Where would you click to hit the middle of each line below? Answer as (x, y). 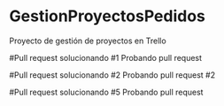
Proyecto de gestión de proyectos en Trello (88, 41)
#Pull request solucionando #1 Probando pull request (105, 57)
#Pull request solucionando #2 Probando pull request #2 (112, 75)
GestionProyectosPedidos (108, 16)
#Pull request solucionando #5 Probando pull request (106, 92)
